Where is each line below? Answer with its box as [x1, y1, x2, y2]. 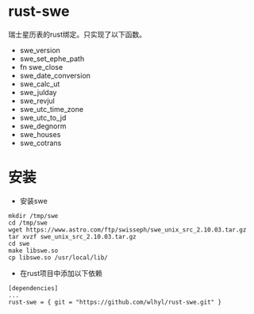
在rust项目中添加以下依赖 [19, 268, 103, 278]
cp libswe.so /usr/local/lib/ [8, 253, 109, 262]
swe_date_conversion [19, 71, 91, 80]
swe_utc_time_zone [19, 104, 84, 113]
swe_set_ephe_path [19, 54, 85, 63]
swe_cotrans [19, 138, 62, 147]
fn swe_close [19, 62, 63, 71]
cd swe [8, 239, 30, 247]
